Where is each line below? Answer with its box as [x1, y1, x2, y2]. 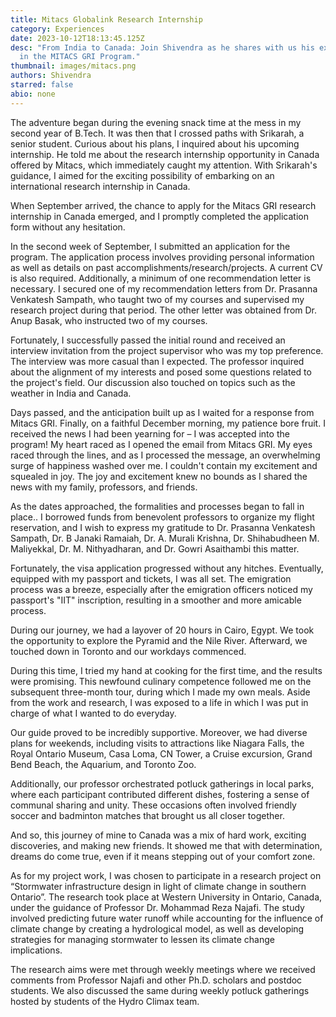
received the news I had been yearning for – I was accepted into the [10, 427, 290, 440]
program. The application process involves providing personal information [10, 251, 315, 263]
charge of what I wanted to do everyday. [10, 707, 177, 719]
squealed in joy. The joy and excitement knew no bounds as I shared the [10, 470, 308, 482]
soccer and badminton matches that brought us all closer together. [10, 809, 285, 821]
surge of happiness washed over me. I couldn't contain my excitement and [10, 459, 318, 471]
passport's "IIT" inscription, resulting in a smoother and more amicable [10, 594, 302, 606]
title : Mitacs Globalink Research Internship [10, 14, 203, 25]
